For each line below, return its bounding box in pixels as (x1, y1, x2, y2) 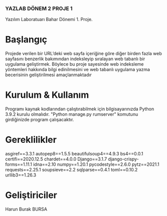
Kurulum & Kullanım (5, 89, 89, 101)
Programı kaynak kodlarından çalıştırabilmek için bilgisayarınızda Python (5, 106, 154, 112)
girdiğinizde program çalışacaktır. (5, 117, 74, 123)
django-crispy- (108, 156, 139, 162)
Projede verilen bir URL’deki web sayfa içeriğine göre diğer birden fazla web (5, 51, 162, 57)
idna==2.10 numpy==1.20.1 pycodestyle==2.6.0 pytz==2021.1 (33, 161, 159, 167)
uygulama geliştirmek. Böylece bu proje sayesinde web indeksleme (5, 61, 144, 67)
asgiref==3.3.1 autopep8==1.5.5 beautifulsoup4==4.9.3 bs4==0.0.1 (5, 151, 143, 157)
